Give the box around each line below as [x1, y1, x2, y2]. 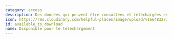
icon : [5, 17, 17, 22]
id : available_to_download [5, 21, 63, 27]
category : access [5, 7, 42, 13]
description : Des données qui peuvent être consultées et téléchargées [5, 12, 161, 17]
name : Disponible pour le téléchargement [5, 26, 95, 31]
